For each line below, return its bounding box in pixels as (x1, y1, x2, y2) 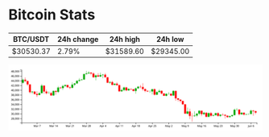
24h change (57, 35, 99, 44)
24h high (109, 35, 141, 44)
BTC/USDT (13, 35, 50, 44)
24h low (155, 35, 184, 44)
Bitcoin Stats (8, 6, 96, 24)
